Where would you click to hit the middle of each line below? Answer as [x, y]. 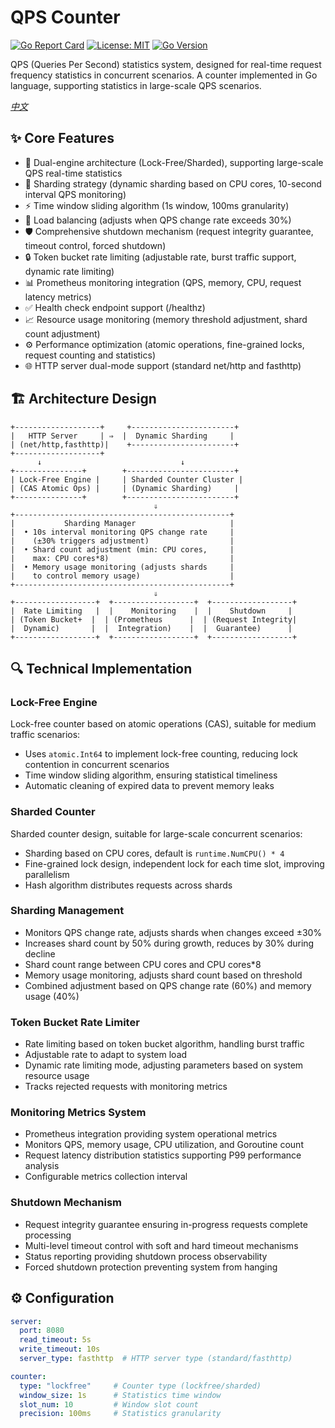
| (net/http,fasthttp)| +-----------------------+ [125, 444]
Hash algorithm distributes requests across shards [128, 885]
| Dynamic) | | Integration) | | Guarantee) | [151, 628]
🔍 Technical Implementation [101, 668]
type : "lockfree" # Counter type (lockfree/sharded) [140, 1386]
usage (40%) [52, 996]
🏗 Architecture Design [83, 399]
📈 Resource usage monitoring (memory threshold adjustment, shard [166, 319]
